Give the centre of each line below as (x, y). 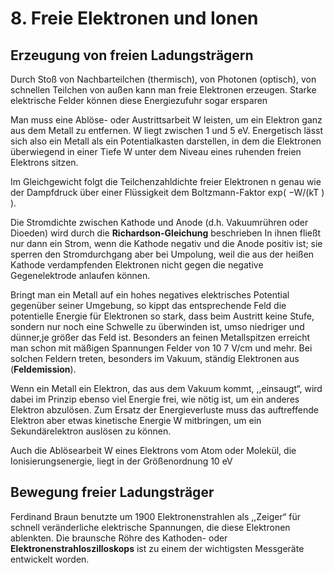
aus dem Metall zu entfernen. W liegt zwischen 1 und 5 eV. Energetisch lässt (167, 130)
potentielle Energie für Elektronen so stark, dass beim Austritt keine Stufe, (162, 316)
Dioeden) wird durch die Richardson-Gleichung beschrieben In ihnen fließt (166, 233)
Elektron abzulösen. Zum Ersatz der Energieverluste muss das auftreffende (164, 410)
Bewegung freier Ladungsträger (112, 492)
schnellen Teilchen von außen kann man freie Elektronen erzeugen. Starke (163, 90)
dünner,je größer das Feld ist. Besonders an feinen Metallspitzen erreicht (160, 337)
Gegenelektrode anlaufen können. (80, 275)
